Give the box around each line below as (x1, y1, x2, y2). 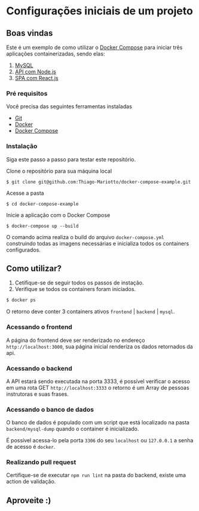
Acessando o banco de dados (6, 405, 94, 414)
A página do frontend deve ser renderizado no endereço (6, 336, 145, 344)
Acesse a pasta (6, 189, 44, 197)
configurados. (6, 246, 41, 253)
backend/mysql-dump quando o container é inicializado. (6, 426, 139, 433)
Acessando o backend (6, 364, 73, 372)
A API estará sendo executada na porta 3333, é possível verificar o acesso (6, 378, 190, 385)
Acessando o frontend (6, 323, 73, 331)
